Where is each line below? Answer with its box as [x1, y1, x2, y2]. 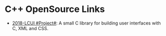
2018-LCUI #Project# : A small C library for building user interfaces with [12, 20, 161, 26]
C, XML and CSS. [12, 25, 49, 31]
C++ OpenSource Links [5, 3, 105, 15]
